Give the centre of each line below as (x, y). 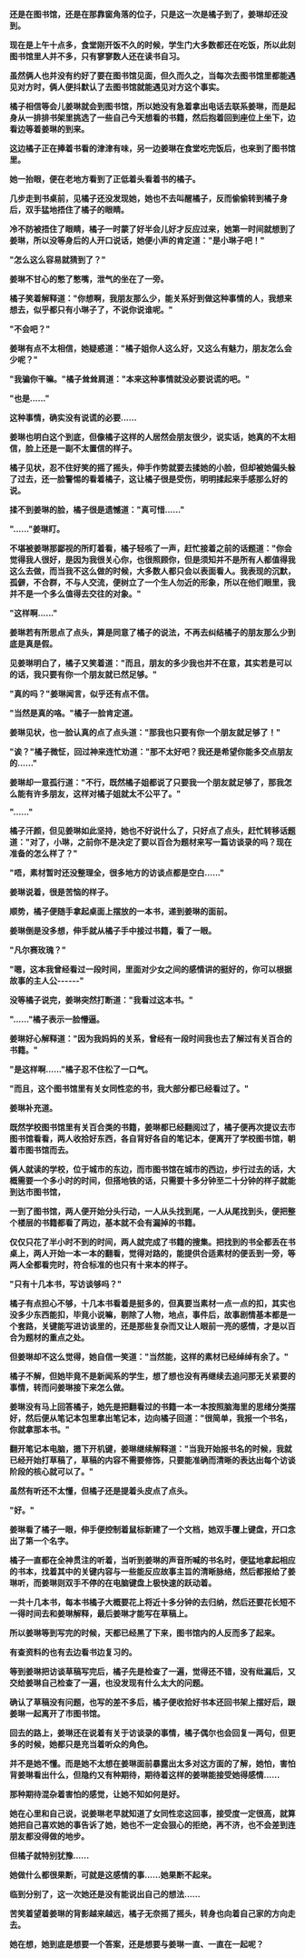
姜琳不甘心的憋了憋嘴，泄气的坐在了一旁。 (89, 279)
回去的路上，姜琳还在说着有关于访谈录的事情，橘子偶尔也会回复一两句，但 (148, 1733)
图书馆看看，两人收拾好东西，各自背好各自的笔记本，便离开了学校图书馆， (148, 1139)
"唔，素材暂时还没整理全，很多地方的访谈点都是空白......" (117, 873)
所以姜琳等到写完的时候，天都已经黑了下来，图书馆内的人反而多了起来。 (144, 1633)
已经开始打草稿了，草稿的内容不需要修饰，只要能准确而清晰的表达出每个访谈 (152, 1460)
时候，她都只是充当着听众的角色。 (89, 1744)
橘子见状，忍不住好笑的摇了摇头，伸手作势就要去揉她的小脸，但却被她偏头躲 (152, 468)
